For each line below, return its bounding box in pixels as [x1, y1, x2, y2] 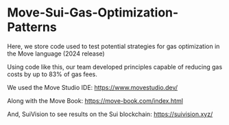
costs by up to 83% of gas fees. [7, 70, 98, 78]
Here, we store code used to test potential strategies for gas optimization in [7, 42, 220, 50]
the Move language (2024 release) [7, 49, 105, 58]
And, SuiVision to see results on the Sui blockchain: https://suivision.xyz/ [7, 110, 213, 118]
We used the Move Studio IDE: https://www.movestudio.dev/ [7, 83, 178, 91]
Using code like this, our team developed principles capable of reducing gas [7, 62, 223, 71]
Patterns [7, 19, 57, 35]
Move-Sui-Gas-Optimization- [7, 5, 179, 21]
